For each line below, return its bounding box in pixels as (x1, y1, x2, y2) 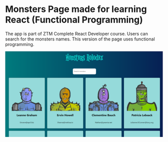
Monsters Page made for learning (5, 3, 147, 15)
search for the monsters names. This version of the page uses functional (5, 36, 155, 42)
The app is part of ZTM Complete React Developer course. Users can (5, 30, 148, 36)
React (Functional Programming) (5, 14, 143, 25)
